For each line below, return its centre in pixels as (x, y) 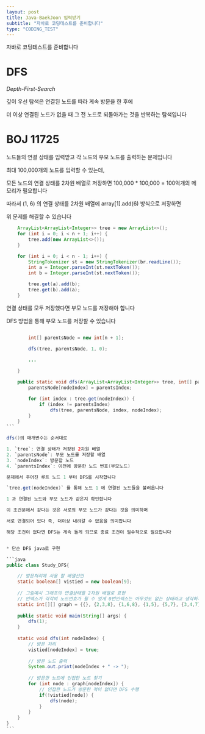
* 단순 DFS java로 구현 (33, 548)
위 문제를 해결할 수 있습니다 (39, 216)
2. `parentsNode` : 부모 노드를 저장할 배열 (56, 455)
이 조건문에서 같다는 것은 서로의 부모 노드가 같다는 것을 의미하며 (77, 510)
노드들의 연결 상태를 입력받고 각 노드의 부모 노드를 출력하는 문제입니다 (89, 157)
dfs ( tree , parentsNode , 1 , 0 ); (68, 349)
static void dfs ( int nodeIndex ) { (61, 638)
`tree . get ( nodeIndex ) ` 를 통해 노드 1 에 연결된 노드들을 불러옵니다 (85, 488)
